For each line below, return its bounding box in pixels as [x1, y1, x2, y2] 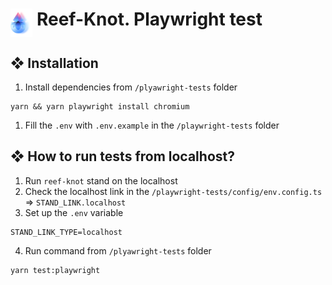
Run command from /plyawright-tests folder [24, 244, 212, 257]
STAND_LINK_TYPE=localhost [10, 227, 123, 237]
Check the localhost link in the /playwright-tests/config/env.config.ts [24, 185, 323, 197]
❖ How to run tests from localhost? [10, 148, 235, 165]
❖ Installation [10, 54, 99, 72]
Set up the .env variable [24, 206, 124, 218]
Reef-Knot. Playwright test [36, 8, 263, 31]
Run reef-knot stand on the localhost [24, 174, 178, 187]
